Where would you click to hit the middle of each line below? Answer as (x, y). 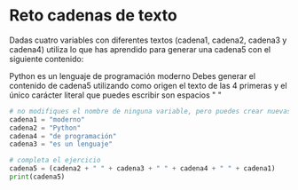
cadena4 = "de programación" (63, 136)
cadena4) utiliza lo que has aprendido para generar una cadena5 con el (140, 49)
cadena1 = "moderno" (47, 119)
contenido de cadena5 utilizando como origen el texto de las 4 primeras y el (148, 85)
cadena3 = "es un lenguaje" (61, 144)
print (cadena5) (37, 177)
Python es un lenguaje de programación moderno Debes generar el (132, 75)
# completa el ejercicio (55, 161)
